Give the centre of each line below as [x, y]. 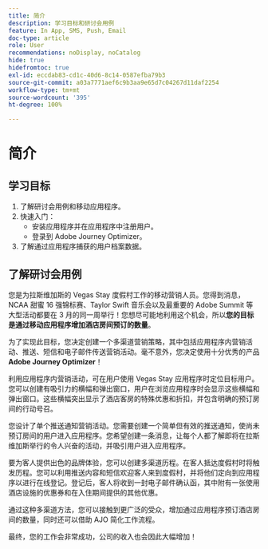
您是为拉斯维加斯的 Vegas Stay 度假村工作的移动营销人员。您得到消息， [126, 294]
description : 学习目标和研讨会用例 [61, 23]
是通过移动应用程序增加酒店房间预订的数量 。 [82, 324]
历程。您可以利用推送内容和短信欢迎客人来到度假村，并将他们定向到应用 [134, 472]
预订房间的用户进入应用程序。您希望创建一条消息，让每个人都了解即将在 [127, 436]
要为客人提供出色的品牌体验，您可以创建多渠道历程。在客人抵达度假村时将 [130, 462]
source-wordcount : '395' [49, 97]
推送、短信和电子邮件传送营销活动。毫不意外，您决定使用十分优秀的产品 [141, 352]
